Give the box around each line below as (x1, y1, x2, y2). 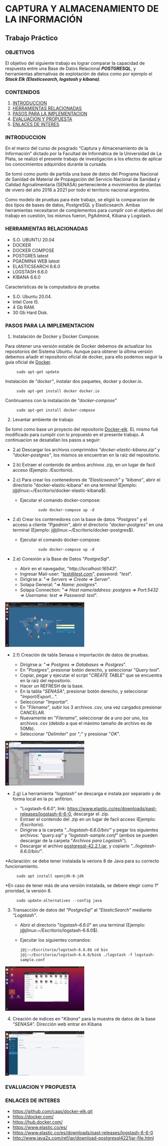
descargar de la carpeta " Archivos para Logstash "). (20, 837, 127, 843)
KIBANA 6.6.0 (12, 274, 41, 280)
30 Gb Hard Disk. (12, 309, 49, 315)
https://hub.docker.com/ (12, 1119, 63, 1125)
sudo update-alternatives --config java (16, 898, 102, 903)
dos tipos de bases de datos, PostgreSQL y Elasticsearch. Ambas (5, 202, 140, 208)
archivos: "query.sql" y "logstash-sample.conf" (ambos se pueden (20, 832, 158, 838)
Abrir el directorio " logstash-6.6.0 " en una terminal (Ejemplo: (20, 922, 145, 928)
